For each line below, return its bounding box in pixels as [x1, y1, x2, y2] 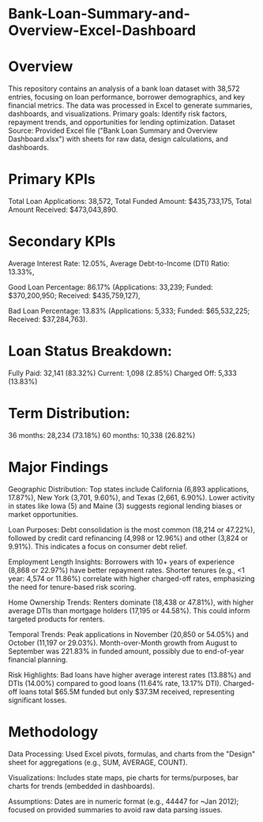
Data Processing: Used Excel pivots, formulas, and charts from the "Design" [8, 748, 255, 759]
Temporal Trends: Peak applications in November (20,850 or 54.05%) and [8, 629, 249, 639]
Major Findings [8, 458, 109, 477]
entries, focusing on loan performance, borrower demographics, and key [8, 92, 246, 102]
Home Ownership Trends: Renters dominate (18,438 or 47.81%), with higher [8, 598, 254, 607]
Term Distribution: [8, 405, 130, 423]
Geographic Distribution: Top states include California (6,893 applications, [8, 484, 250, 494]
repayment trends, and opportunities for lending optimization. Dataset [8, 118, 235, 127]
